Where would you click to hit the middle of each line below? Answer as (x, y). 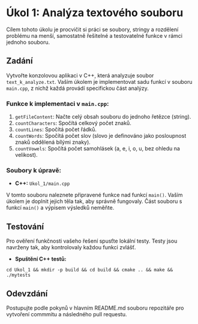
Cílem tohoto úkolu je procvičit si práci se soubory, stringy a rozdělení (92, 29)
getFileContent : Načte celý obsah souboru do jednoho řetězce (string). (103, 117)
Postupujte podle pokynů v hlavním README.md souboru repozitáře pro (95, 308)
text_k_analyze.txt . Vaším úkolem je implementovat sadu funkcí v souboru (99, 81)
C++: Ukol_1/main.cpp (42, 183)
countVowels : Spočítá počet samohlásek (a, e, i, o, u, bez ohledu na (97, 149)
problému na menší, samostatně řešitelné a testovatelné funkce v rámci (94, 35)
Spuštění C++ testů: (40, 259)
